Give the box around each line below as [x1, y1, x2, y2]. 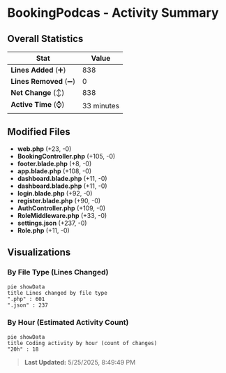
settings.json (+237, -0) [17, 219, 87, 227]
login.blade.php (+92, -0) [17, 189, 93, 197]
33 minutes [82, 101, 120, 110]
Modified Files [7, 126, 71, 138]
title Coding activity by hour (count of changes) [7, 339, 158, 346]
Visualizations [7, 247, 71, 258]
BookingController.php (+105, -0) [17, 152, 116, 160]
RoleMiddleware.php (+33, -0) [17, 211, 107, 219]
